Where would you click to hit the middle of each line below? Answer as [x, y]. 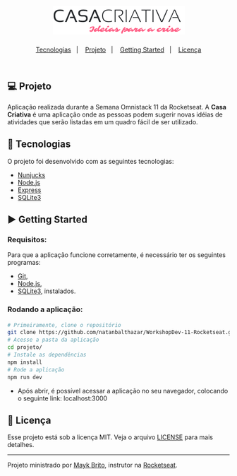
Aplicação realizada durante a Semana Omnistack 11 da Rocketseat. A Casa [117, 107]
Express [29, 190]
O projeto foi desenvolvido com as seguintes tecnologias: [91, 161]
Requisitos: [27, 239]
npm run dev [25, 377]
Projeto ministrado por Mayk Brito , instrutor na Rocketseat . [92, 465]
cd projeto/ [25, 347]
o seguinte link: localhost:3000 [62, 398]
